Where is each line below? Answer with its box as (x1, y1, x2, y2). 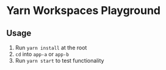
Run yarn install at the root (15, 44, 87, 51)
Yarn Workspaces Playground (6, 4, 161, 18)
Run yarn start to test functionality (15, 57, 104, 64)
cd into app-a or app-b (15, 51, 69, 58)
